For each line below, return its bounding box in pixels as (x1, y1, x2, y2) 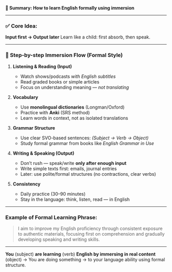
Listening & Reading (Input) (12, 63, 72, 69)
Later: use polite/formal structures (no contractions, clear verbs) (20, 171, 156, 177)
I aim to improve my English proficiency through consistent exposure (17, 225, 163, 232)
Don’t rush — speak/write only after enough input (20, 160, 127, 166)
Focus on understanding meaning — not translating (20, 84, 130, 90)
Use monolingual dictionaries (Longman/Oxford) (20, 104, 125, 110)
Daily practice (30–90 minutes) (20, 191, 86, 197)
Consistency (12, 181, 41, 187)
